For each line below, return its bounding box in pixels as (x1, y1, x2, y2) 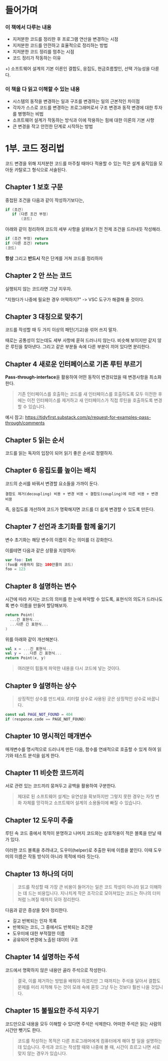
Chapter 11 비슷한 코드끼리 (5, 768, 84, 777)
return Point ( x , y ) (5, 655, 46, 661)
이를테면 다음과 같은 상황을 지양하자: (5, 547, 76, 553)
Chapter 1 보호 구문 (5, 183, 63, 191)
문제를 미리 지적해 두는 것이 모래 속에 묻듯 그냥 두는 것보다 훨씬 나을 (17, 984, 150, 990)
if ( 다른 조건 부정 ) (12, 212, 49, 217)
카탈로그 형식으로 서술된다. (14, 166, 67, 172)
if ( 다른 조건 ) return (5, 241, 49, 246)
